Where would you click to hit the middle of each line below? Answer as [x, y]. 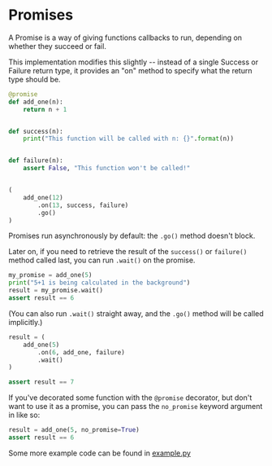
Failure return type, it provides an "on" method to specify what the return [130, 70]
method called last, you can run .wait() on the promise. [102, 260]
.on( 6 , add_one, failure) [82, 352]
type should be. [35, 79]
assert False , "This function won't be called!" [107, 169]
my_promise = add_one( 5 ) [50, 275]
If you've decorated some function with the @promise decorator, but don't [130, 398]
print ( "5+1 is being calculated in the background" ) [99, 283]
